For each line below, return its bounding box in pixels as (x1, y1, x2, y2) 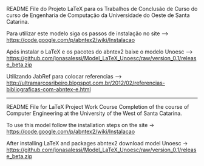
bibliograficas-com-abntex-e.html (6, 86, 91, 93)
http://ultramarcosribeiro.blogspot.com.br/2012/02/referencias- (6, 79, 165, 86)
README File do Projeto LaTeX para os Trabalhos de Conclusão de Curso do (6, 5, 198, 12)
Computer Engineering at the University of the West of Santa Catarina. (6, 109, 182, 117)
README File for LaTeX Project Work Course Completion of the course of (6, 103, 189, 110)
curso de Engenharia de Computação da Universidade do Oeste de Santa (6, 12, 190, 19)
